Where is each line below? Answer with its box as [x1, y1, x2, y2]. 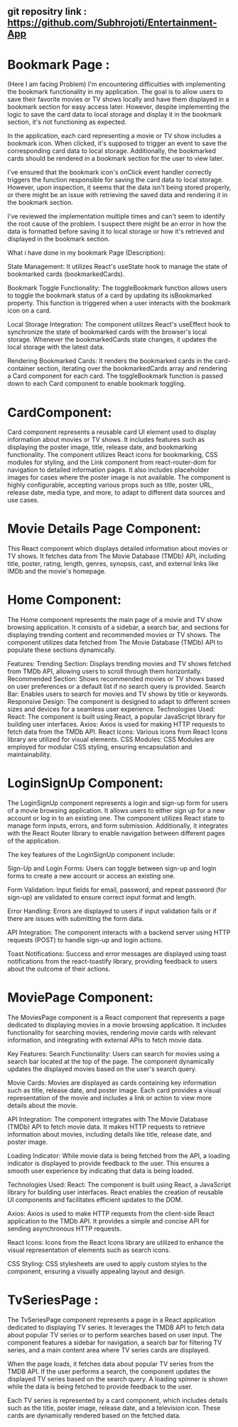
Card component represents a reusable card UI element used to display [7, 428, 217, 436]
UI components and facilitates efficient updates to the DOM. [7, 1196, 183, 1204]
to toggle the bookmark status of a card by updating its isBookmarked [7, 291, 212, 300]
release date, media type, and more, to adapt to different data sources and [7, 488, 225, 497]
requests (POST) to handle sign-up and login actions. [7, 936, 163, 944]
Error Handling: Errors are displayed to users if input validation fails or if [7, 907, 217, 915]
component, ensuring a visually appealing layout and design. [7, 1267, 185, 1276]
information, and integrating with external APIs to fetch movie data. [7, 1036, 204, 1045]
